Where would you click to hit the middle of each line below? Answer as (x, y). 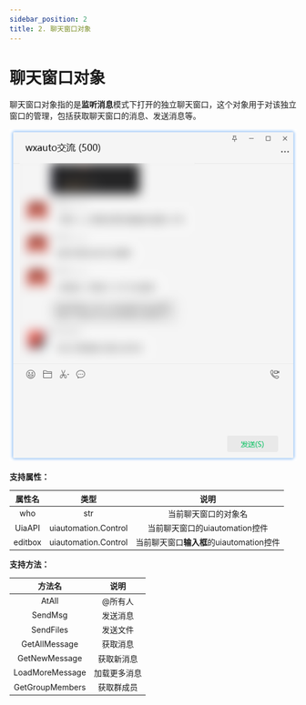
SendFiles (50, 629)
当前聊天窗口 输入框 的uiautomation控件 (208, 542)
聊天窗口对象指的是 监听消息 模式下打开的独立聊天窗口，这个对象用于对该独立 (153, 105)
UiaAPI (28, 528)
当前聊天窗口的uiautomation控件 (208, 529)
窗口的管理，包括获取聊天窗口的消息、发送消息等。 (105, 116)
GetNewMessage (50, 659)
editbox (27, 542)
